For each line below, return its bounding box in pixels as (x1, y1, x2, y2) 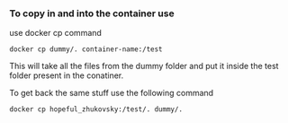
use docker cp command (9, 28, 102, 39)
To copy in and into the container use (9, 7, 175, 20)
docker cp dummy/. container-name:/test (9, 45, 164, 54)
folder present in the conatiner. (9, 70, 124, 81)
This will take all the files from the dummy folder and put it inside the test (9, 61, 279, 72)
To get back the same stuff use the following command (9, 88, 214, 99)
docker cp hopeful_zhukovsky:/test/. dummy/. (9, 105, 183, 114)
